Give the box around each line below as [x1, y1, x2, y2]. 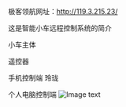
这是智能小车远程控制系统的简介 [8, 23, 112, 33]
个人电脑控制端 [8, 90, 57, 99]
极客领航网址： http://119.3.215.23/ [8, 7, 118, 16]
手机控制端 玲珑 [8, 73, 59, 82]
